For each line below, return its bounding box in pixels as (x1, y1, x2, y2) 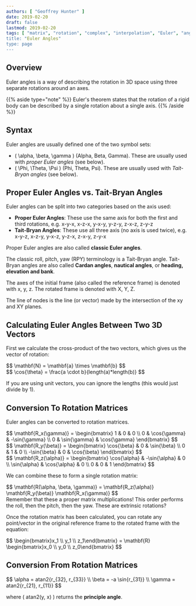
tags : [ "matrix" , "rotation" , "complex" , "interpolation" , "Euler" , (6, 30, 179, 36)
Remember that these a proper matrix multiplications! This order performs (6, 496, 184, 503)
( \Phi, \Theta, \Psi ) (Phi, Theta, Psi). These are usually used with (14, 164, 171, 171)
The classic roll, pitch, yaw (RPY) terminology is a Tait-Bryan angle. (6, 255, 168, 263)
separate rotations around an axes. (6, 84, 90, 91)
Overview (6, 63, 43, 73)
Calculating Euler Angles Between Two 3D (6, 320, 162, 330)
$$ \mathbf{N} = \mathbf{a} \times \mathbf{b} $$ (6, 362, 126, 369)
